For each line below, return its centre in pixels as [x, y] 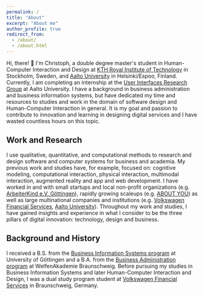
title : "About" [25, 18]
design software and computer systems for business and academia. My [96, 161]
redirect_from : [25, 35]
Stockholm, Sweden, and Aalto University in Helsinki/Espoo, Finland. [92, 76]
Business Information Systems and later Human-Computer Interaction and [99, 272]
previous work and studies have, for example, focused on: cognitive [91, 168]
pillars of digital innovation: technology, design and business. [83, 219]
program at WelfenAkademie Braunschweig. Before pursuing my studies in [100, 266]
